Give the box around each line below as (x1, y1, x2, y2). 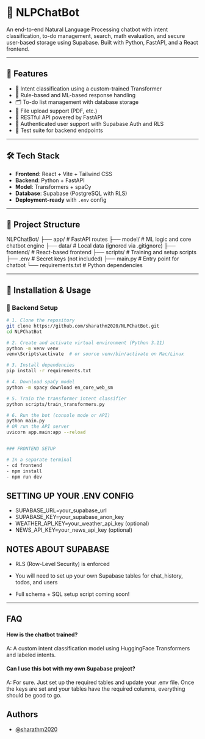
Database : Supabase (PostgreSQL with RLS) (15, 189, 128, 197)
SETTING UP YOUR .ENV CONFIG (6, 490, 134, 501)
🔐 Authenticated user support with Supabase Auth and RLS (15, 120, 164, 127)
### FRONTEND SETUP (6, 446, 56, 452)
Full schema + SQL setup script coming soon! (15, 590, 130, 598)
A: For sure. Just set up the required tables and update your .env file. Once (6, 678, 195, 686)
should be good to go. (6, 691, 62, 699)
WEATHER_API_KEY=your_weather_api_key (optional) (15, 520, 149, 528)
